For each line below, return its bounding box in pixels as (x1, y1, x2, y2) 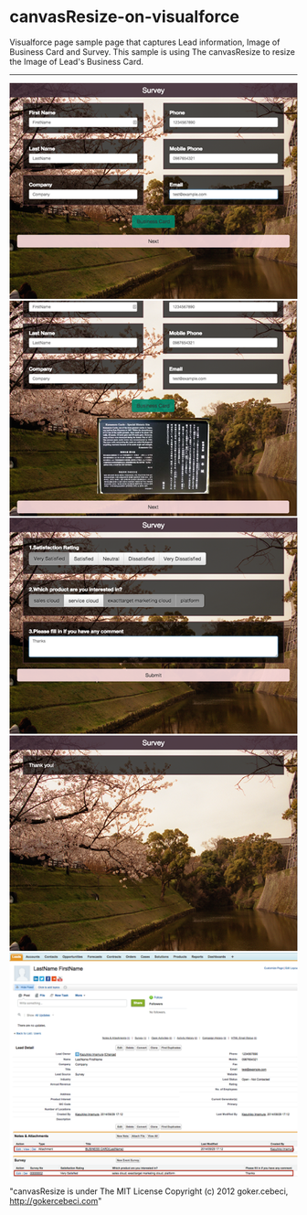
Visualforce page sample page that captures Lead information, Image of (9, 37, 281, 48)
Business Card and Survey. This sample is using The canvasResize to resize (9, 46, 295, 57)
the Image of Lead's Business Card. (9, 56, 144, 67)
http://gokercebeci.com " (9, 1196, 102, 1207)
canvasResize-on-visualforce (9, 6, 240, 27)
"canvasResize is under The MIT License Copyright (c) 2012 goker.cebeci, (9, 1186, 289, 1197)
